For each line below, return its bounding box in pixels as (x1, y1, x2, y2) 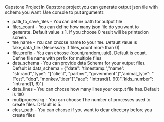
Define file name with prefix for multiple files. (12, 55, 103, 61)
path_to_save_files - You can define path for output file (12, 19, 123, 24)
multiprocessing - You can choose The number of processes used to (12, 97, 151, 102)
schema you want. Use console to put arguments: (5, 9, 105, 15)
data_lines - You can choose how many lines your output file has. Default (12, 86, 159, 92)
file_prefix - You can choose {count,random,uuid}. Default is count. (12, 50, 147, 56)
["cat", (12, 76, 25, 81)
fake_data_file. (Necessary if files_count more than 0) (12, 45, 120, 50)
